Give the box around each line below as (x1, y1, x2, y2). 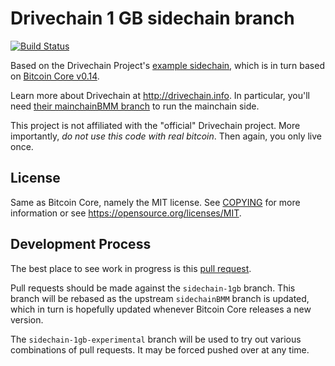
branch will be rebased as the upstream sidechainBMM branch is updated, (10, 292, 310, 304)
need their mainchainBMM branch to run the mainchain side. (10, 100, 260, 112)
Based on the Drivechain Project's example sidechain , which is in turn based (10, 59, 325, 71)
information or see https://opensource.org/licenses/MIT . (10, 207, 242, 219)
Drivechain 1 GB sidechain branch (10, 7, 295, 30)
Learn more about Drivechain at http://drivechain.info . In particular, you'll (10, 89, 311, 101)
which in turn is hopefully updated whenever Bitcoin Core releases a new (10, 303, 312, 315)
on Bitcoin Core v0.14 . (10, 70, 100, 82)
